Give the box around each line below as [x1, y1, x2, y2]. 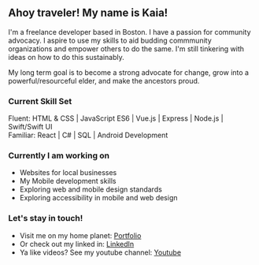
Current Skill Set [8, 95, 72, 106]
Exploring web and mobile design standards [19, 185, 163, 194]
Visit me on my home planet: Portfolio [19, 230, 142, 240]
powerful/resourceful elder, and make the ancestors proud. [8, 76, 200, 85]
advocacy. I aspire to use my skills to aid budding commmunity [8, 35, 213, 45]
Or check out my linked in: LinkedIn [19, 239, 135, 248]
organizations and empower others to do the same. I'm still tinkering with [8, 43, 245, 54]
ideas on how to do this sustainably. [8, 52, 124, 62]
